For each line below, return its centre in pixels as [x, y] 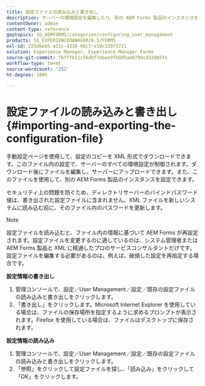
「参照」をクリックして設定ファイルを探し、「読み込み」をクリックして [104, 369]
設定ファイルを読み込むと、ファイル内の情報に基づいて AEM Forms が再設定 [102, 233]
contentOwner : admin [33, 23]
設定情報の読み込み [31, 341]
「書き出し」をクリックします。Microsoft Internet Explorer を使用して [103, 305]
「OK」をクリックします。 [48, 377]
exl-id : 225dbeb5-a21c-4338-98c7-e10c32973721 [67, 47]
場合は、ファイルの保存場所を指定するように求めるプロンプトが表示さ [109, 312]
